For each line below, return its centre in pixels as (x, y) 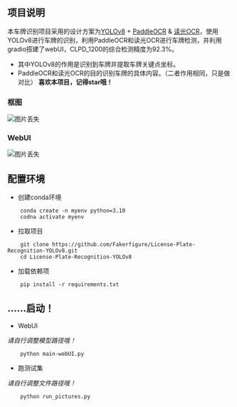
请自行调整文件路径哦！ (42, 384)
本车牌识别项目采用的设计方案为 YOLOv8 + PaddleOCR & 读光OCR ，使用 (113, 31)
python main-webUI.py (52, 354)
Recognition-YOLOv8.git (43, 251)
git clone (35, 245)
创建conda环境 (39, 197)
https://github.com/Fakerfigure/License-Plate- (124, 245)
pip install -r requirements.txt (70, 285)
